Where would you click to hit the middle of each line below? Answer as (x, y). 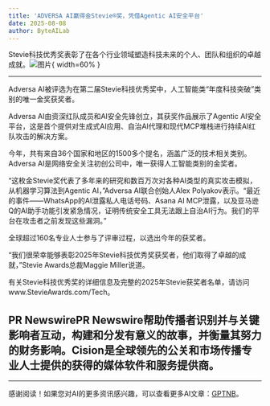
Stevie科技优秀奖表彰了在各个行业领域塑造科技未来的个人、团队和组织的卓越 (135, 55)
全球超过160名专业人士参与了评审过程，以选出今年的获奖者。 (109, 238)
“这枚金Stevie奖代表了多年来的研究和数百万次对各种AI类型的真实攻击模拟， (133, 181)
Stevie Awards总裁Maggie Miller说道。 (86, 265)
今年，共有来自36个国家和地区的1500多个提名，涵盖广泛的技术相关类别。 (130, 154)
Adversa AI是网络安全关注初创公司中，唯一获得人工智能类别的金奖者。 (125, 164)
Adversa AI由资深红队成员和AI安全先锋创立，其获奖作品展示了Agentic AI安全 (135, 117)
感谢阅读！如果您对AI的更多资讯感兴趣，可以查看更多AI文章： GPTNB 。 (126, 394)
